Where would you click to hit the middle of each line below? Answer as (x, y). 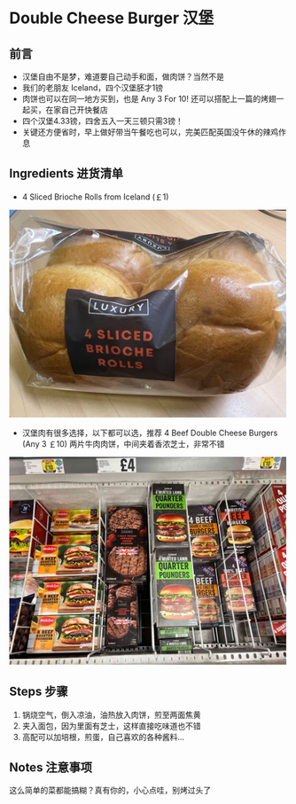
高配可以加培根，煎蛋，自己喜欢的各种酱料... (103, 737)
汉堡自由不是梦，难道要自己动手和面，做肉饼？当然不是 (123, 77)
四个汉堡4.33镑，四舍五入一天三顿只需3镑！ (102, 121)
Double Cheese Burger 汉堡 (112, 18)
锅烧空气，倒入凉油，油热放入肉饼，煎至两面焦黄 (111, 714)
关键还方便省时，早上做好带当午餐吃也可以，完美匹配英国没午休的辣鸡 (150, 132)
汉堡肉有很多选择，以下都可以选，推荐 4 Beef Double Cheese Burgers (150, 433)
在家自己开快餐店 (77, 110)
